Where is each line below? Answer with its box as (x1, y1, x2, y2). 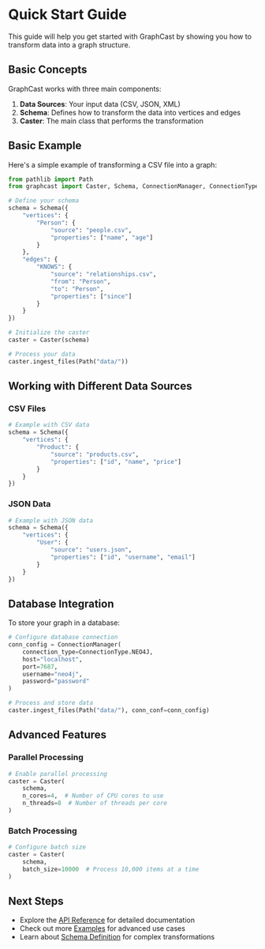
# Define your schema (8, 197, 80, 205)
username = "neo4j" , (22, 670, 83, 678)
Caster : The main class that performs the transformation (19, 116, 203, 126)
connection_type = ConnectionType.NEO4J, (22, 648, 154, 656)
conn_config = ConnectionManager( (8, 641, 122, 649)
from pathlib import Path (8, 175, 93, 183)
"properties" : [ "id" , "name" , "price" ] (50, 458, 181, 465)
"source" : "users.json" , (50, 546, 132, 554)
